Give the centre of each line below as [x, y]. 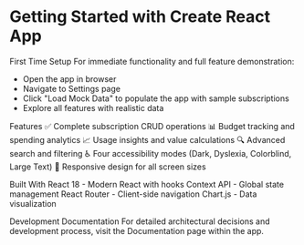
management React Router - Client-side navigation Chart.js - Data [133, 194]
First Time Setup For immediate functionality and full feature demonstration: [152, 61]
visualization [33, 203]
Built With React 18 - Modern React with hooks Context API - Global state [147, 184]
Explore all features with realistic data [93, 107]
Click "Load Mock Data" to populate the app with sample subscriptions [156, 98]
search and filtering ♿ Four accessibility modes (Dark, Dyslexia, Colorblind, [151, 153]
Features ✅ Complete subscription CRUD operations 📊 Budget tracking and [152, 126]
